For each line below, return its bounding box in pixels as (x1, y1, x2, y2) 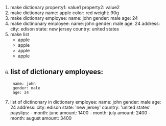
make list (10, 31, 30, 37)
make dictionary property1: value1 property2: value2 (10, 5, 120, 10)
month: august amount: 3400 (10, 115, 72, 121)
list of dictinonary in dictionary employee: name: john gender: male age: (10, 99, 161, 105)
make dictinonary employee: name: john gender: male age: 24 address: (10, 20, 160, 26)
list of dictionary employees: (10, 68, 104, 76)
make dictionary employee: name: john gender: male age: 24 (10, 15, 138, 21)
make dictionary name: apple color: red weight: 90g (10, 10, 119, 16)
